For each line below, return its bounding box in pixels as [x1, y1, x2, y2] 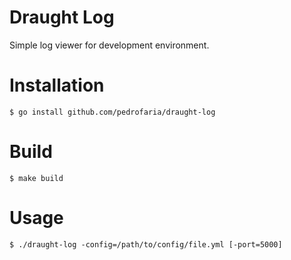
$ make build [9, 173, 64, 183]
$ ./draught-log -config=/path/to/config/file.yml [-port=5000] [9, 239, 283, 250]
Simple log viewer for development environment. [9, 39, 210, 51]
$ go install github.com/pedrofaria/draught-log [9, 107, 216, 117]
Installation [9, 74, 105, 97]
